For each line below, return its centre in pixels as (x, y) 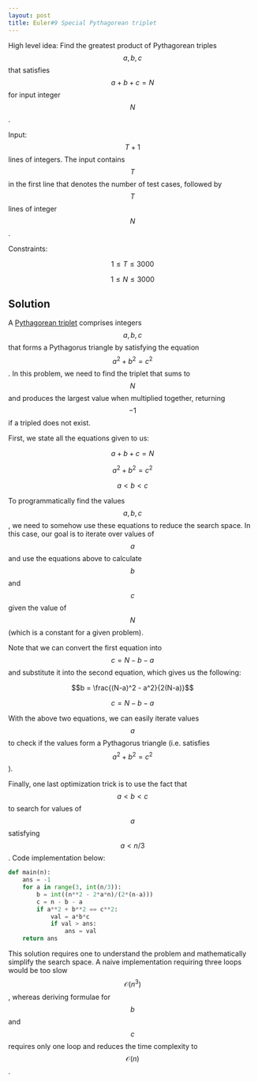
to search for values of (45, 809)
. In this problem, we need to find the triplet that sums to (99, 373)
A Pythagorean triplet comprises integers (75, 323)
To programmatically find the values (67, 500)
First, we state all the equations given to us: (79, 438)
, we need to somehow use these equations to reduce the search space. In (129, 525)
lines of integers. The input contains (67, 159)
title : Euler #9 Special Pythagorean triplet (82, 23)
